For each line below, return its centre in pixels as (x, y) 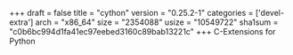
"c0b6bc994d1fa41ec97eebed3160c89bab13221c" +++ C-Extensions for (142, 31)
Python (22, 41)
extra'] (21, 22)
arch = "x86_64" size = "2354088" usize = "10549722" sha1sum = (157, 22)
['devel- (270, 13)
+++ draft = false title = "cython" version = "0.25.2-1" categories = (131, 13)
